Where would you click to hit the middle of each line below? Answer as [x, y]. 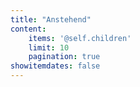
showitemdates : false [55, 66]
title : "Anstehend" [51, 19]
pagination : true [64, 57]
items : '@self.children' [80, 38]
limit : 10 [49, 47]
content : [28, 29]
